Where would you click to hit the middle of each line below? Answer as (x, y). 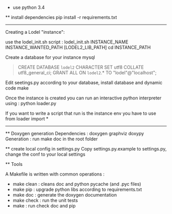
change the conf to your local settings (45, 154)
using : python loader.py (31, 103)
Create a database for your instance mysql (50, 57)
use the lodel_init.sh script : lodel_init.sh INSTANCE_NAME (67, 42)
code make (17, 88)
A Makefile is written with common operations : (55, 174)
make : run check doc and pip (44, 206)
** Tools (14, 164)
